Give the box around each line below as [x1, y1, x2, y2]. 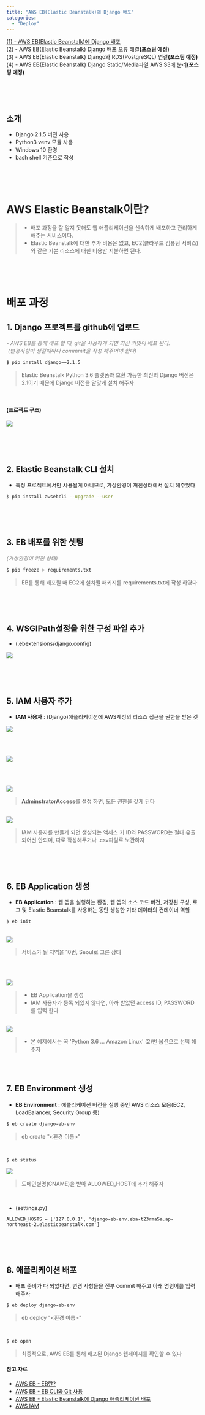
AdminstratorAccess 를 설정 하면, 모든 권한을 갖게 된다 [21, 797, 155, 805]
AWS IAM [15, 1402, 40, 1409]
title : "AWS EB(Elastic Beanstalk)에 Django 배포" [6, 9, 135, 15]
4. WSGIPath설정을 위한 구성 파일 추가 [6, 623, 145, 634]
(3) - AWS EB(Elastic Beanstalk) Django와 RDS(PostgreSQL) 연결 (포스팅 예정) [6, 53, 198, 61]
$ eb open [6, 1338, 32, 1344]
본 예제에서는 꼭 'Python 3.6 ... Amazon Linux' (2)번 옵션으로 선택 [30, 1037, 190, 1045]
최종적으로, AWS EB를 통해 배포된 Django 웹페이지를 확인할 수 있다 [21, 1350, 182, 1357]
